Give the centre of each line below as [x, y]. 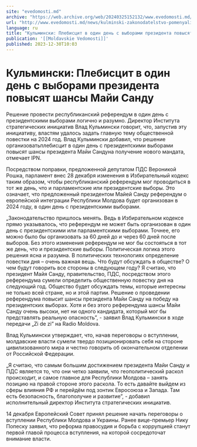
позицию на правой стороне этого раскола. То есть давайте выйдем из [96, 384]
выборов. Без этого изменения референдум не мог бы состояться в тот [96, 243]
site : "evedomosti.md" [34, 11]
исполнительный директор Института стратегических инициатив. [89, 402]
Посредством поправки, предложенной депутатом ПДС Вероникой [91, 169]
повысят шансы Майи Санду [80, 98]
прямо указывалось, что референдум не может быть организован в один [98, 224]
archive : [17, 17]
